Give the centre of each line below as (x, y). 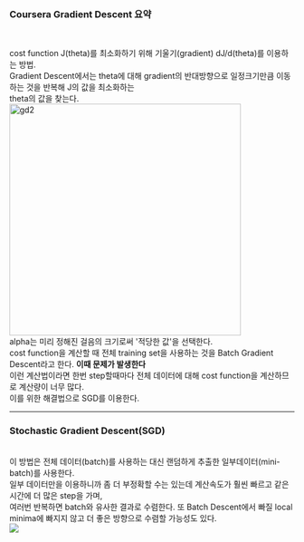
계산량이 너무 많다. (51, 387)
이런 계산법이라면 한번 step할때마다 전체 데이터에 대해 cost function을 (134, 376)
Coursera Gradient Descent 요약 (81, 14)
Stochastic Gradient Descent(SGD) (87, 431)
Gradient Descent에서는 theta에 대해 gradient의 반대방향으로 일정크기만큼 (142, 76)
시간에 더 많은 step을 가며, (56, 495)
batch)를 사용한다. (42, 472)
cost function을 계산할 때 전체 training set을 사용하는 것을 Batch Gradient (142, 353)
